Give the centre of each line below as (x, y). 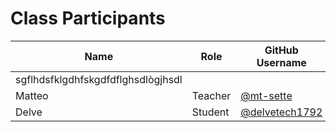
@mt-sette (266, 95)
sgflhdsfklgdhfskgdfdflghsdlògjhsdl (99, 79)
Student (210, 112)
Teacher (211, 95)
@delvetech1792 (281, 112)
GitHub (281, 50)
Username (281, 62)
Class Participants (88, 18)
